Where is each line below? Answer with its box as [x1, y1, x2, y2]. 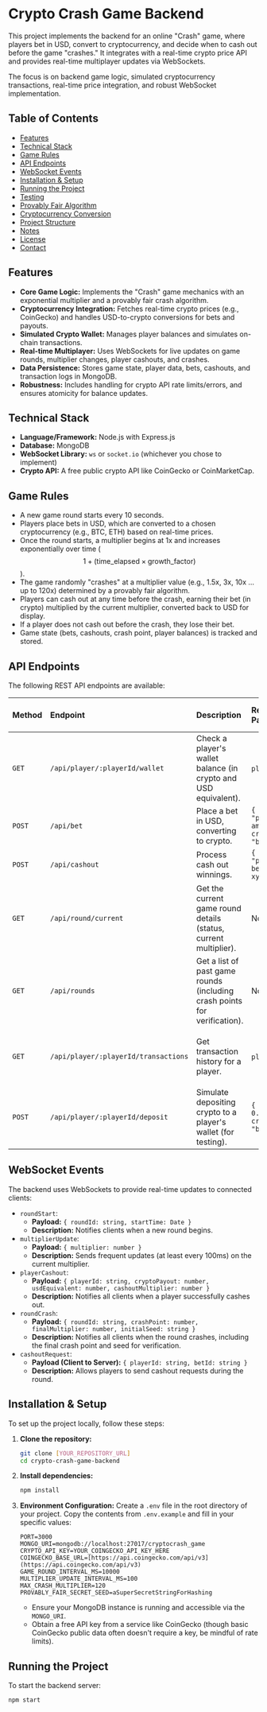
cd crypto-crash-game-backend [19, 1457, 121, 1465]
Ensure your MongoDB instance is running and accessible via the [31, 1603, 245, 1613]
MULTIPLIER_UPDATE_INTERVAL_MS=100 [19, 1575, 138, 1583]
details [195, 913, 222, 923]
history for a [195, 1056, 242, 1066]
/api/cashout [50, 860, 99, 869]
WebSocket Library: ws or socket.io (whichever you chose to [19, 449, 222, 459]
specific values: [19, 1518, 72, 1528]
